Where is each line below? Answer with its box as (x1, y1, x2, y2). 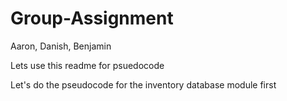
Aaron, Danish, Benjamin (10, 40, 112, 52)
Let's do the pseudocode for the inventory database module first (10, 78, 277, 91)
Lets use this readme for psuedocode (10, 59, 165, 71)
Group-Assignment (10, 7, 174, 30)
